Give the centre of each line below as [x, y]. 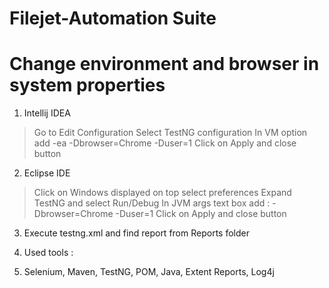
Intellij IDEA [47, 113]
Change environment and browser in [164, 64]
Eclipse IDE [47, 173]
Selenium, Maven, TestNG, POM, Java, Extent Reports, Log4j [149, 272]
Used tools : [48, 253]
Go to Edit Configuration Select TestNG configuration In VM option [170, 133]
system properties [87, 85]
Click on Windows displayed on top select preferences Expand [162, 193]
